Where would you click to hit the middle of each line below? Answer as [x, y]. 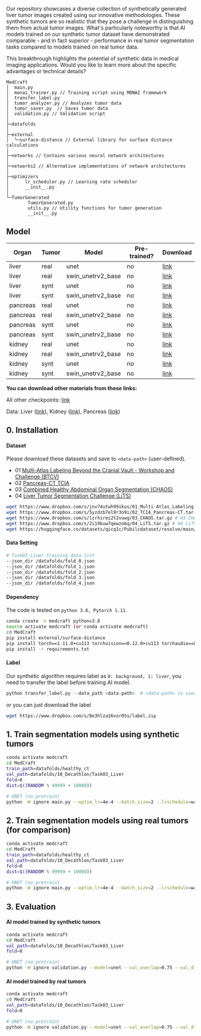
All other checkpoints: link [38, 400]
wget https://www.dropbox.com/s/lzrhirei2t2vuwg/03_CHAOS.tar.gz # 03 [96, 518]
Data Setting [22, 543]
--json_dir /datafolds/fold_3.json [51, 578]
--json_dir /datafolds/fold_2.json [51, 572]
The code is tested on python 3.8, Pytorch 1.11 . [67, 610]
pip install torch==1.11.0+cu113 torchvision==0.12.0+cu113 [83, 643]
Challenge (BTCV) [37, 477]
